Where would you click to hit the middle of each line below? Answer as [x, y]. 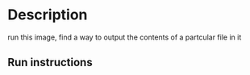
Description [48, 15]
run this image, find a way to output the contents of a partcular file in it [125, 37]
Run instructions [50, 62]
